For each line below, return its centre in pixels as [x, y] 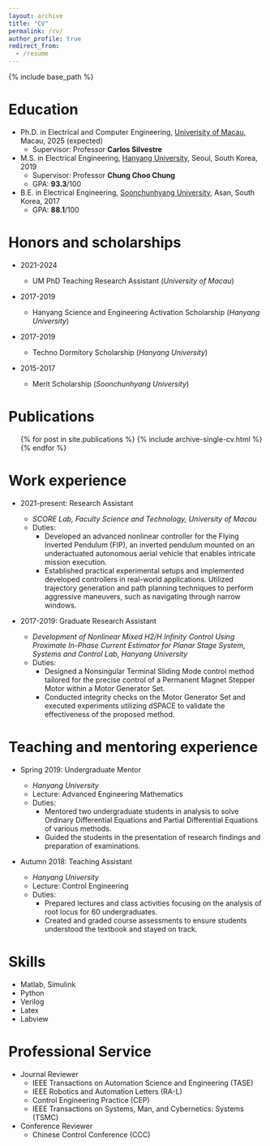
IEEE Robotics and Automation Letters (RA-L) [107, 1091]
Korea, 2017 [40, 201]
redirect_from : [34, 46]
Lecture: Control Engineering [80, 885]
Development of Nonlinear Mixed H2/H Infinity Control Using [133, 636]
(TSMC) [45, 1117]
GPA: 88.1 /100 [56, 210]
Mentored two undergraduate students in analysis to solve [141, 811]
